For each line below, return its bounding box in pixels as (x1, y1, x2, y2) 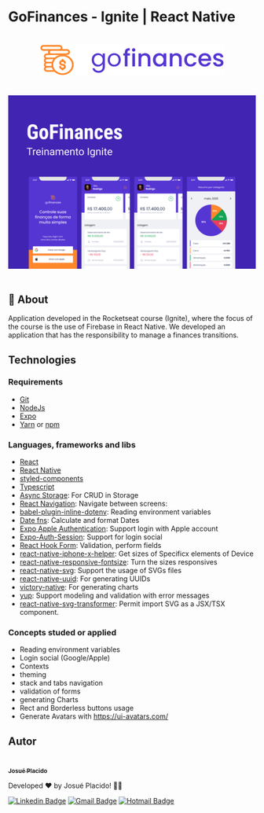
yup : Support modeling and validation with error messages (19, 590, 210, 601)
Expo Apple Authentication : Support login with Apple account (19, 524, 218, 534)
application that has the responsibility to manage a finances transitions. (8, 330, 239, 340)
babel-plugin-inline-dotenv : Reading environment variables (19, 507, 211, 517)
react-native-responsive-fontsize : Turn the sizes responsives (19, 557, 218, 567)
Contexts (19, 661, 49, 671)
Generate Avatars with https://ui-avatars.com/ (19, 712, 169, 721)
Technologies (8, 353, 77, 366)
